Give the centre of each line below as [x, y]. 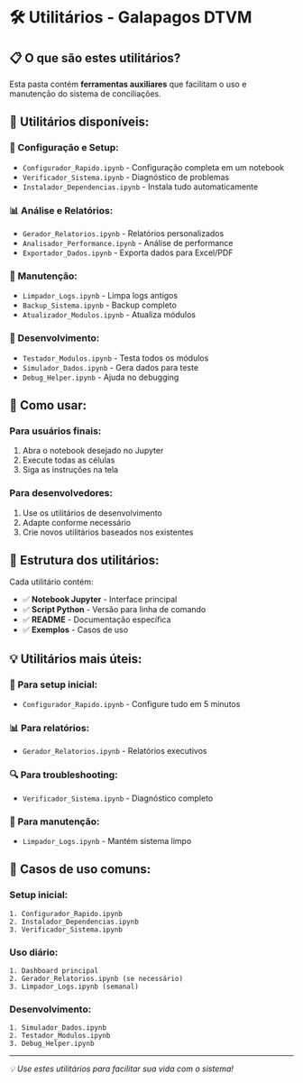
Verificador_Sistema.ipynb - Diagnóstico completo [118, 798]
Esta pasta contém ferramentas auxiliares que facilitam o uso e [128, 84]
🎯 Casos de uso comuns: [80, 870]
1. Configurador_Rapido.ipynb [66, 913]
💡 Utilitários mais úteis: [76, 659]
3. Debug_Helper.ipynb [52, 1044]
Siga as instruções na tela [70, 470]
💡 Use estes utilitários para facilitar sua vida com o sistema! [122, 1069]
